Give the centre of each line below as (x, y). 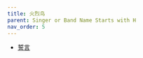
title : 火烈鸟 (26, 14)
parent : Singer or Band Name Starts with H (72, 20)
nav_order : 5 (26, 27)
